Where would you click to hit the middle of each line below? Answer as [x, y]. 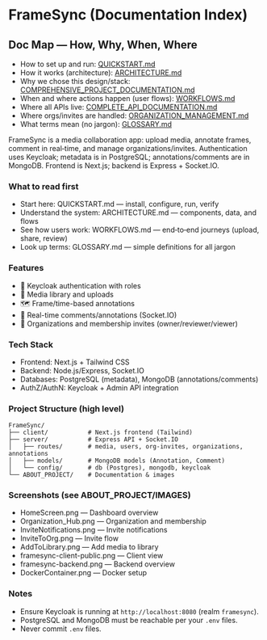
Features [26, 268]
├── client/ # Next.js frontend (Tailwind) [101, 433]
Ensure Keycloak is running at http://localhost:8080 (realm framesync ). [140, 611]
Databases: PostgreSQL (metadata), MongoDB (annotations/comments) [139, 379]
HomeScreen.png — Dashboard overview [89, 513]
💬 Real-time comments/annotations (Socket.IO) [98, 315]
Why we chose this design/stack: [75, 81]
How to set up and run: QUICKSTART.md [88, 64]
